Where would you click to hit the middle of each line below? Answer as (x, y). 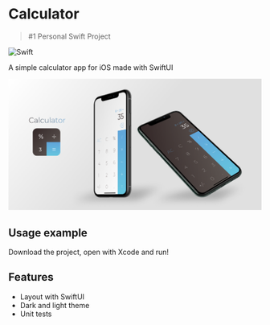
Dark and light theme (55, 305)
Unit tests (36, 314)
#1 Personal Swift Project (69, 36)
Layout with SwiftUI (52, 296)
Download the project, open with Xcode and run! (89, 252)
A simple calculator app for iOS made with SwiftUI (91, 67)
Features (31, 277)
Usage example (48, 233)
